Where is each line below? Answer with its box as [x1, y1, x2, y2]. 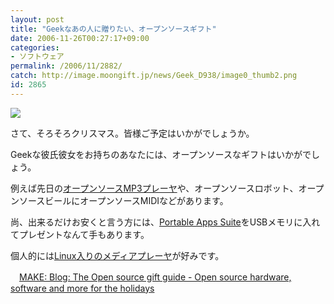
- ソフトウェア [10, 52, 65, 62]
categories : [10, 42, 60, 53]
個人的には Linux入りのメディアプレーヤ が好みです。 [10, 249, 225, 261]
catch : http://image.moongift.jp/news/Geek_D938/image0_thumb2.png [10, 71, 298, 81]
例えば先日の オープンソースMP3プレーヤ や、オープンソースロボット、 [10, 182, 299, 194]
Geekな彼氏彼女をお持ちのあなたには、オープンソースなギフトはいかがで [10, 148, 312, 160]
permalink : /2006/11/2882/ [10, 61, 123, 71]
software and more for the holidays [10, 282, 155, 294]
